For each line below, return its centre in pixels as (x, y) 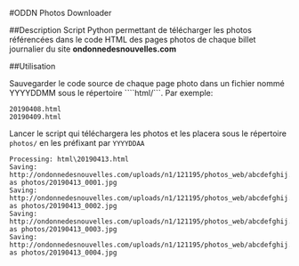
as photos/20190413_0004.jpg (63, 253)
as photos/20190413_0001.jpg (63, 182)
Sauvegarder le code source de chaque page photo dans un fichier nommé (147, 83)
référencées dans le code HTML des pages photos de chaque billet (133, 40)
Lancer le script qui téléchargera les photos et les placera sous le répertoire (148, 133)
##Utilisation (32, 66)
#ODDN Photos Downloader (61, 13)
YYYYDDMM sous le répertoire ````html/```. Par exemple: (111, 93)
